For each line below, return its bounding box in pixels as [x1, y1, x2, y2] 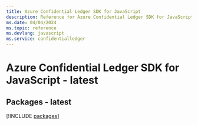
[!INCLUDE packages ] [6, 113, 60, 119]
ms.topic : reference [6, 25, 57, 31]
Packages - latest [6, 97, 72, 107]
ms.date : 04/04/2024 [6, 19, 57, 25]
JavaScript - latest [6, 74, 98, 87]
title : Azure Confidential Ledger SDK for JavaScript [6, 8, 141, 15]
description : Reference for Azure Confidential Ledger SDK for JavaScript [6, 14, 194, 20]
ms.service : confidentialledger [6, 36, 85, 42]
